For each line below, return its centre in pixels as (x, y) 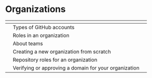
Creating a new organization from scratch (62, 51)
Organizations (35, 9)
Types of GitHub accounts (44, 27)
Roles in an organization (41, 35)
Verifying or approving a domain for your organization (76, 67)
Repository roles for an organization (55, 59)
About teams (28, 43)
